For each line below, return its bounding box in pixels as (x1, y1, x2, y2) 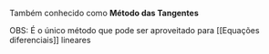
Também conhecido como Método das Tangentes (9, 8, 199, 18)
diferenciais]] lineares (9, 35, 91, 45)
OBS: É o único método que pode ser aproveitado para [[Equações (9, 25, 260, 35)
